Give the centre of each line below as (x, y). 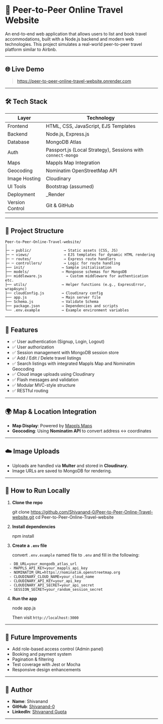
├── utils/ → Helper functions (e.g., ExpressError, (76, 285)
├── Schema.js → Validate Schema (52, 302)
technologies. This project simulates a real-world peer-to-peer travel (73, 44)
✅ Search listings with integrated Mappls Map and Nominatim (73, 363)
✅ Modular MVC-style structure (44, 385)
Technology (101, 118)
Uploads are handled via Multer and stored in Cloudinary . (70, 465)
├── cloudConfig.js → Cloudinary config (54, 293)
